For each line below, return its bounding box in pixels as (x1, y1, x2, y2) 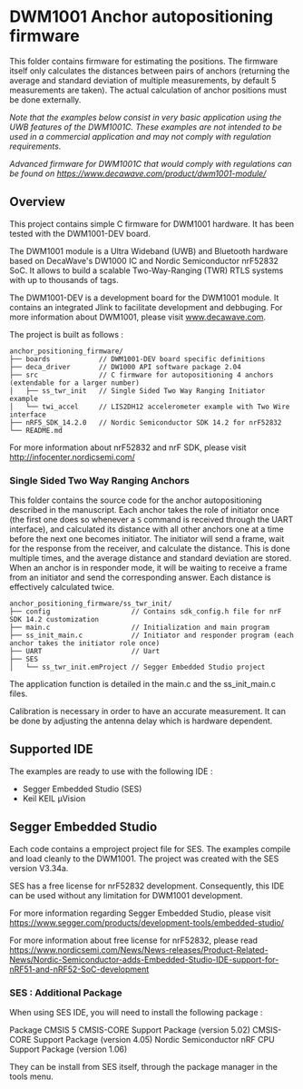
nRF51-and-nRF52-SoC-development (9, 964, 150, 975)
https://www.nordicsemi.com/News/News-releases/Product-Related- (9, 944, 269, 955)
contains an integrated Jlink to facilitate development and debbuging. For (9, 301, 283, 312)
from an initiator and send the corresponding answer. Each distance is (9, 572, 271, 583)
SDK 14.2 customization (9, 615, 100, 624)
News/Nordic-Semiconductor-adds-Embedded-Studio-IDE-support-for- (9, 954, 279, 965)
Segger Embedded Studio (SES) (22, 783, 142, 794)
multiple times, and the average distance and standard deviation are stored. (9, 553, 292, 564)
